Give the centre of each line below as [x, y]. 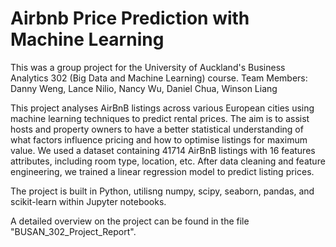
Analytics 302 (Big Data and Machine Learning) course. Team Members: [159, 78]
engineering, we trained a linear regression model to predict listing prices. [162, 171]
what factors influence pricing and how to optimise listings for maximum [159, 139]
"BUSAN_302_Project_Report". [73, 231]
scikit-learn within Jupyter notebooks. [88, 201]
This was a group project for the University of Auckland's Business [148, 67]
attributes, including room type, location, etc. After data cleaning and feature [168, 161]
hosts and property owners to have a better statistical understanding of [157, 129]
